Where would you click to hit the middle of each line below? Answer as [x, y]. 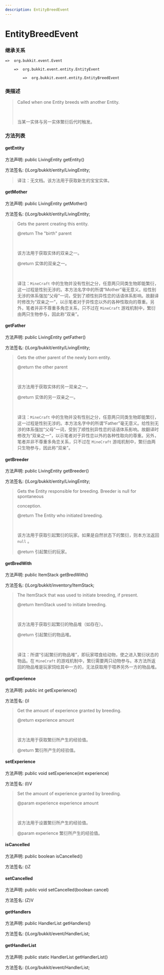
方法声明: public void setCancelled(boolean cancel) [57, 890]
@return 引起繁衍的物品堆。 [45, 635]
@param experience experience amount [58, 803]
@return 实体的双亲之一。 [43, 263]
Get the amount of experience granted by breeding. [69, 710]
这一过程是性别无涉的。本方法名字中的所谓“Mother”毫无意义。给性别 [86, 289]
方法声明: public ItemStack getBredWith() [47, 575]
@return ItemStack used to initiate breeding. [62, 605]
